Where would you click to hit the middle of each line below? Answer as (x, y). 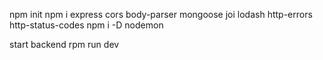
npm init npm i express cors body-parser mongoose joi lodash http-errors (161, 14)
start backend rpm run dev (64, 44)
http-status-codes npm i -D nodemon (86, 25)
